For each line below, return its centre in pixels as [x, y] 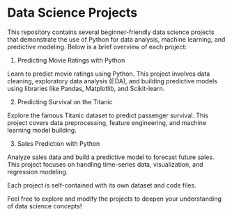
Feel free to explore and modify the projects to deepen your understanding [114, 199]
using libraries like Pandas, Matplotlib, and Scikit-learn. [86, 88]
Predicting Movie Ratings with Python [71, 60]
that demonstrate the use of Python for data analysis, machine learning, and [116, 39]
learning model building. [42, 130]
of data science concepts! [45, 206]
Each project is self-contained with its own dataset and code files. [102, 185]
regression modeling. [38, 172]
